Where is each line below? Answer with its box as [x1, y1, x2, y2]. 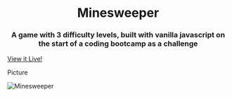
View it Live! [7, 55, 43, 63]
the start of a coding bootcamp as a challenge [38, 39, 198, 48]
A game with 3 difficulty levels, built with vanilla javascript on [11, 30, 226, 40]
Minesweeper [77, 5, 160, 21]
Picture [7, 68, 28, 77]
